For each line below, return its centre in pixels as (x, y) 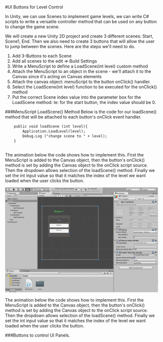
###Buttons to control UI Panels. (38, 335)
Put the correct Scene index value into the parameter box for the (76, 97)
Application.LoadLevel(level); (54, 131)
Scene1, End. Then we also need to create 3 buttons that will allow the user (80, 41)
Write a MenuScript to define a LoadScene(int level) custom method (80, 66)
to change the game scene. (32, 27)
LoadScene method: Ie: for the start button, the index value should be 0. (84, 102)
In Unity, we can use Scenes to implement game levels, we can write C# (77, 16)
